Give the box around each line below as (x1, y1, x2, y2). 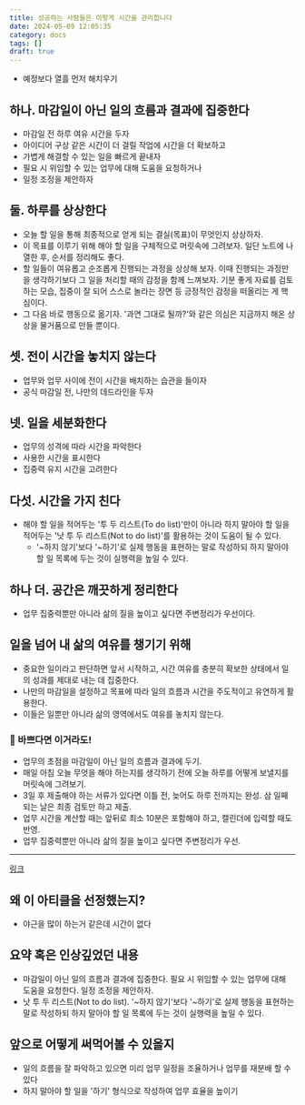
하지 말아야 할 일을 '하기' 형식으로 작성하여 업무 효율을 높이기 (22, 1085, 239, 1096)
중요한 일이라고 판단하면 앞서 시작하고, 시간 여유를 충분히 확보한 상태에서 (22, 663, 280, 674)
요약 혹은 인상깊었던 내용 (9, 948, 139, 963)
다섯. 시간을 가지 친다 (9, 493, 121, 508)
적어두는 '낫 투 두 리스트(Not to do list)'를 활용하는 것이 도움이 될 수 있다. (22, 530, 281, 541)
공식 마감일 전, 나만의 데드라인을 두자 (22, 386, 154, 397)
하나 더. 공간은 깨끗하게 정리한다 (9, 582, 179, 598)
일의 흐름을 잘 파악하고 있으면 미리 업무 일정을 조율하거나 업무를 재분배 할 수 (22, 1062, 292, 1073)
